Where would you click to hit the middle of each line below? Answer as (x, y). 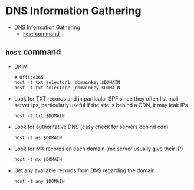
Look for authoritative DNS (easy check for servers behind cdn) (91, 127)
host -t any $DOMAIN (39, 181)
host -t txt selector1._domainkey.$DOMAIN (67, 82)
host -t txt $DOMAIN (39, 116)
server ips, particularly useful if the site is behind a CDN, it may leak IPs (101, 105)
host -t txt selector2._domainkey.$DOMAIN (67, 88)
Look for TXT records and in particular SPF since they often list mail (96, 98)
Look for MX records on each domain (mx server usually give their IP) (98, 149)
